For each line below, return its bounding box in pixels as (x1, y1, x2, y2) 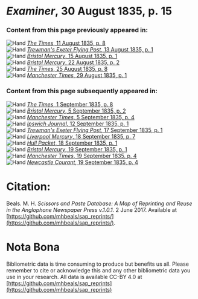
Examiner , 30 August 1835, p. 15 (6, 4, 172, 18)
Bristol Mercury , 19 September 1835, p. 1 (27, 145, 127, 153)
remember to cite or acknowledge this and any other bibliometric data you (6, 266, 191, 274)
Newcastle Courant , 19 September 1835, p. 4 (27, 159, 139, 166)
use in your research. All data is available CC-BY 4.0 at (6, 273, 142, 280)
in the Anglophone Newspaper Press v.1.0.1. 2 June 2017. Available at (6, 206, 177, 213)
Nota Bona (6, 240, 60, 254)
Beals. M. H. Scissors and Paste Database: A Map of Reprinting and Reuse (6, 200, 193, 207)
